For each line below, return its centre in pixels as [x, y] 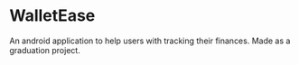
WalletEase [52, 16]
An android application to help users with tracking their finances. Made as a [150, 41]
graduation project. [45, 50]
